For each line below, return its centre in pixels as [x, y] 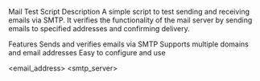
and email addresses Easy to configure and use [87, 53]
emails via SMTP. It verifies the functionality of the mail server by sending [130, 20]
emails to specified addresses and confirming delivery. [99, 28]
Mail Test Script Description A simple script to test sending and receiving [129, 12]
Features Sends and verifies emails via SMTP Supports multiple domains [129, 44]
